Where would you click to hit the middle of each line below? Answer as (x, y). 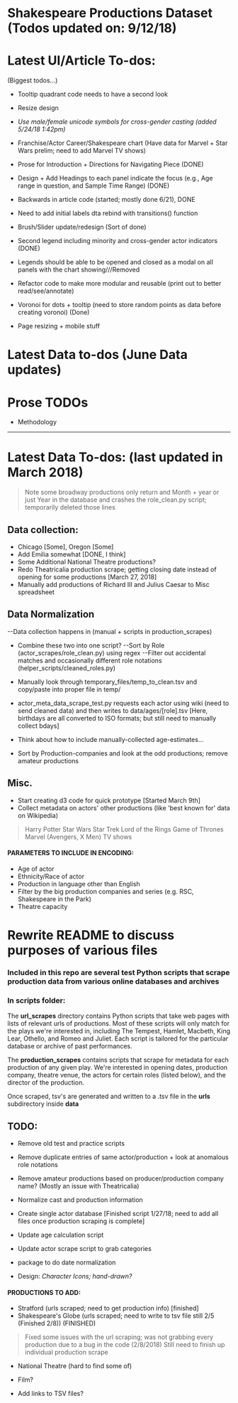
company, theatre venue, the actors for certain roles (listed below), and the (117, 1075)
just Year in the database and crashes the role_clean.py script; (115, 500)
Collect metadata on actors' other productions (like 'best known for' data (124, 807)
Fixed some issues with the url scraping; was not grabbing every (119, 1337)
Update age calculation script (61, 1235)
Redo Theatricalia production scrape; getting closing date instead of (117, 569)
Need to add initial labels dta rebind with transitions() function (108, 213)
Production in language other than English (79, 883)
